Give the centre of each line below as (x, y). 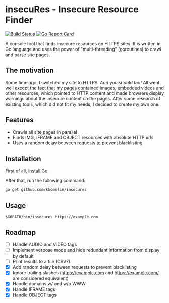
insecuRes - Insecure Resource (72, 9)
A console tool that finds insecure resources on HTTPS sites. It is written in (83, 43)
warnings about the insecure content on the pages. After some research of (83, 98)
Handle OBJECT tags (35, 295)
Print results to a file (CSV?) (41, 262)
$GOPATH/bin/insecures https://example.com (52, 217)
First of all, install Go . (27, 171)
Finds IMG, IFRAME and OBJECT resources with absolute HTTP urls (83, 137)
